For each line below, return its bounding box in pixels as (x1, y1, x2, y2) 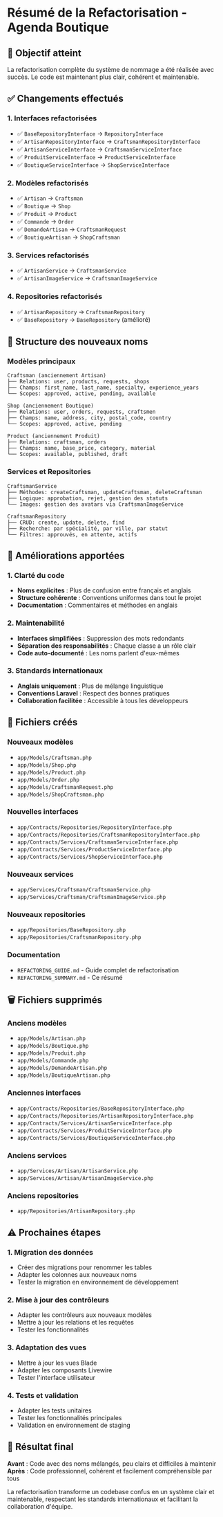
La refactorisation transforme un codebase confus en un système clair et (7, 1487, 215, 1496)
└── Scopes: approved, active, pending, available (7, 390, 156, 397)
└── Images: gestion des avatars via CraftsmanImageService (7, 500, 184, 508)
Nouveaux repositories (7, 910, 86, 920)
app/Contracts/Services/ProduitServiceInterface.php (17, 1127, 173, 1134)
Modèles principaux (7, 356, 76, 366)
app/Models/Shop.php (17, 761, 77, 769)
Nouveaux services (7, 869, 74, 879)
